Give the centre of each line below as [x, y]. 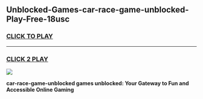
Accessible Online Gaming [40, 89]
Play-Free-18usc [38, 19]
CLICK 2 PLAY [27, 59]
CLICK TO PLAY [30, 37]
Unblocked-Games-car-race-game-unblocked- [98, 10]
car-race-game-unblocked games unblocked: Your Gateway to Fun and [98, 83]
